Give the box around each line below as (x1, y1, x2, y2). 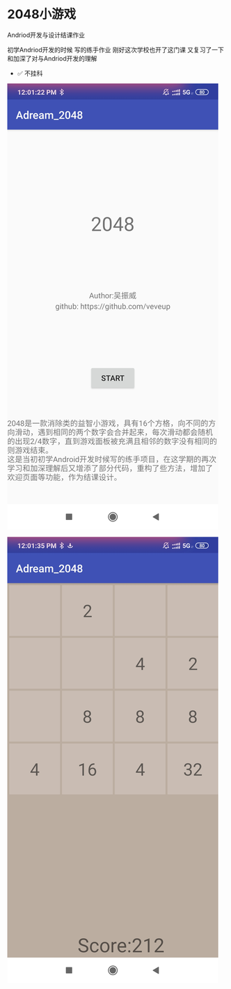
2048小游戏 (7, 6, 77, 22)
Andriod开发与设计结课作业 (7, 31, 86, 39)
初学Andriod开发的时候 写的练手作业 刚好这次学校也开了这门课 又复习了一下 (7, 45, 225, 54)
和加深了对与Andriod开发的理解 (7, 54, 97, 63)
